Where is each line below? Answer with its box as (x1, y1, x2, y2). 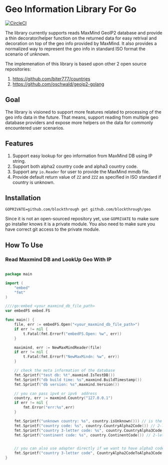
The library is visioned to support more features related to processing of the (5, 109, 161, 115)
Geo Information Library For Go (5, 4, 136, 15)
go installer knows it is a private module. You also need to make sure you (5, 221, 155, 227)
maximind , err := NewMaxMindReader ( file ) (14, 345, 101, 350)
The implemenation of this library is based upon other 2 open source (5, 61, 146, 67)
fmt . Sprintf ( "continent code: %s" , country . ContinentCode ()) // (14, 432, 151, 437)
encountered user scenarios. (5, 125, 65, 131)
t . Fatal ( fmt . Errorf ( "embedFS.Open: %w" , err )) (23, 331, 122, 336)
